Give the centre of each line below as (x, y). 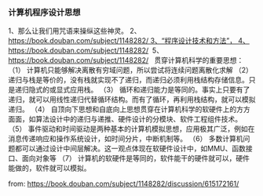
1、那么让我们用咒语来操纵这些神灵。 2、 (75, 31)
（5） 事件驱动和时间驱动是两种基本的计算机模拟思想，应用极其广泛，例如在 (131, 129)
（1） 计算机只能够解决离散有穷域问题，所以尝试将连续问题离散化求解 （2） (131, 70)
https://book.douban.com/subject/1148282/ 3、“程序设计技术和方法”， (122, 41)
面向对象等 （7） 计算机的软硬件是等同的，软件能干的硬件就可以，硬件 (135, 158)
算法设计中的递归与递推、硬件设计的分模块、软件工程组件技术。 (138, 119)
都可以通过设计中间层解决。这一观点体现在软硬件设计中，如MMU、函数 (130, 149)
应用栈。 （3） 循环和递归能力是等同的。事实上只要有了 (160, 90)
